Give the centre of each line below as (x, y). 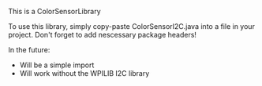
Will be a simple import (57, 65)
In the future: (29, 50)
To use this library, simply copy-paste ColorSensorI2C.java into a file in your (131, 26)
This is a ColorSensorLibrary (54, 11)
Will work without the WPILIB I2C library (84, 73)
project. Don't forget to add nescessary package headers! (103, 35)
